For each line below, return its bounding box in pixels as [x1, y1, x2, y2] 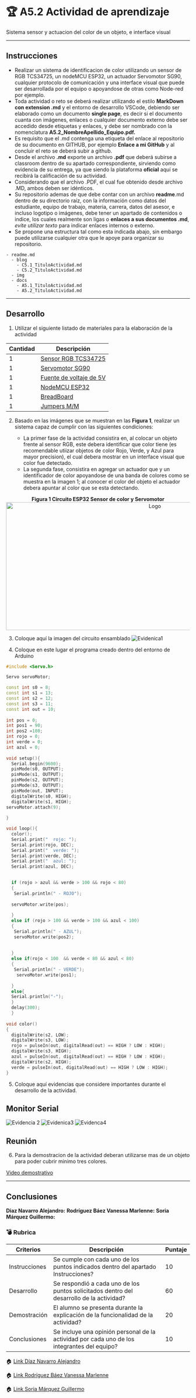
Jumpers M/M [40, 402, 79, 410]
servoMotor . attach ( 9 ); [6, 804, 61, 810]
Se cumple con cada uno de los [53, 1255, 140, 1264]
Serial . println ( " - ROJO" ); [13, 890, 82, 896]
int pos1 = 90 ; [6, 723, 43, 729]
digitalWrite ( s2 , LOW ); [11, 1032, 69, 1038]
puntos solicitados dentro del [53, 1287, 133, 1295]
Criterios [15, 1245, 41, 1254]
